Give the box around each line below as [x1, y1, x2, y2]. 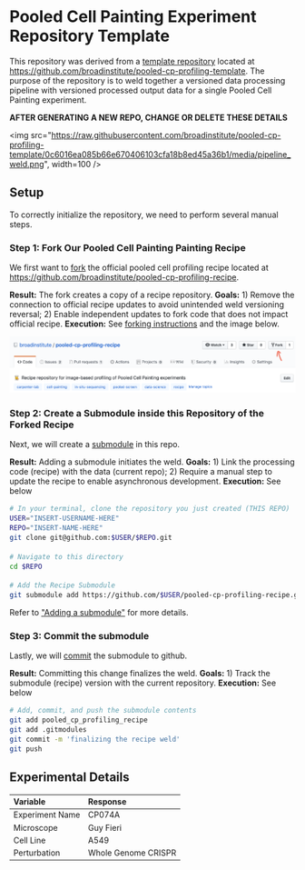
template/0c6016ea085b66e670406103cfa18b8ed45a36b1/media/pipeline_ [9, 148, 291, 160]
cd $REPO [9, 562, 43, 571]
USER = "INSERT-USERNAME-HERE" [9, 514, 120, 524]
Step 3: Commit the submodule [9, 630, 150, 643]
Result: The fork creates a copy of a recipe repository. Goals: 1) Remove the [9, 289, 295, 301]
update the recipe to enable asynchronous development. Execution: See [9, 475, 281, 487]
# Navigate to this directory [9, 552, 124, 561]
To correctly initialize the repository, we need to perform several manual [9, 209, 279, 220]
